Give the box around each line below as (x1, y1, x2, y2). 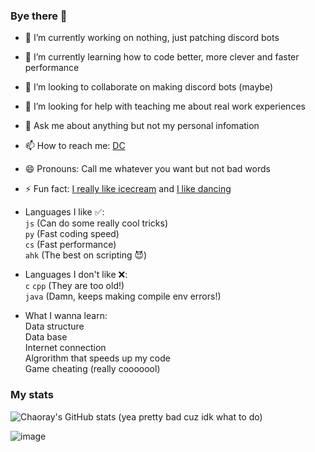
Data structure (24, 320, 85, 333)
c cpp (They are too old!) (24, 280, 125, 292)
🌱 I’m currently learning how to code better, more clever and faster (24, 51, 300, 63)
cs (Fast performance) (24, 239, 117, 251)
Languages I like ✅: (24, 206, 105, 218)
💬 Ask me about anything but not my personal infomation (24, 120, 260, 132)
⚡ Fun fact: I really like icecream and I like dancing (24, 183, 232, 195)
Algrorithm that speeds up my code (24, 352, 171, 364)
